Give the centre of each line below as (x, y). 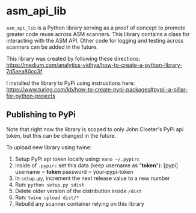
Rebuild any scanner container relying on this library (79, 203)
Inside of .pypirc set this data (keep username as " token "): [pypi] (96, 165)
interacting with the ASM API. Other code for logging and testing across (95, 40)
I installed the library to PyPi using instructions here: (71, 83)
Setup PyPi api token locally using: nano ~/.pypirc (77, 159)
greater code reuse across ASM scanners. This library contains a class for (98, 34)
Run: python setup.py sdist (50, 184)
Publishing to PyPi (41, 115)
